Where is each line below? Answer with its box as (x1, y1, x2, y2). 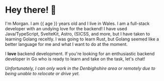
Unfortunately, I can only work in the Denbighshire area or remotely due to (5, 65, 156, 71)
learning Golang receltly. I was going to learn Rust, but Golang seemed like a (5, 36, 159, 42)
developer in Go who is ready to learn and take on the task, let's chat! (5, 56, 145, 61)
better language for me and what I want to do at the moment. (5, 41, 128, 47)
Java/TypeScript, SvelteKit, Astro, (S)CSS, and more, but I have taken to (5, 31, 150, 37)
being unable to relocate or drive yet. (5, 70, 80, 76)
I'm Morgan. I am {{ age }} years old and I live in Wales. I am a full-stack (5, 20, 150, 26)
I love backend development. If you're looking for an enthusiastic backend (5, 51, 155, 57)
